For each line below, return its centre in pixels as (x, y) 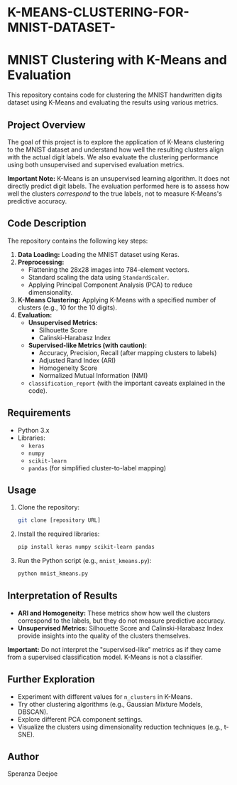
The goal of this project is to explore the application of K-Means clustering (116, 142)
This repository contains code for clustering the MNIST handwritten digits (115, 95)
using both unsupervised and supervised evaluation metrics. (96, 164)
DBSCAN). (33, 712)
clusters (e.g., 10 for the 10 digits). (67, 307)
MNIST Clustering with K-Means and (117, 60)
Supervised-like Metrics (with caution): (88, 345)
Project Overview (46, 125)
